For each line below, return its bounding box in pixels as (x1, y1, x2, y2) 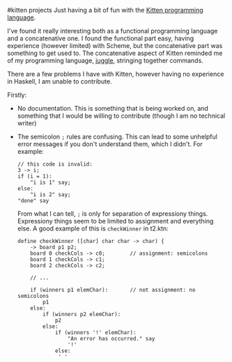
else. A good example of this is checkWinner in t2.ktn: (17, 224, 169, 233)
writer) (17, 119, 37, 127)
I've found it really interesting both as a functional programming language (7, 27, 218, 35)
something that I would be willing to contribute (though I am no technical (17, 111, 226, 120)
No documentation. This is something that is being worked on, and (17, 104, 209, 112)
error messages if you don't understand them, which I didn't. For (17, 140, 203, 148)
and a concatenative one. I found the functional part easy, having (7, 34, 194, 42)
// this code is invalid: (17, 161, 93, 168)
